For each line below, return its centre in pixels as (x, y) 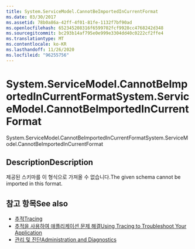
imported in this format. (34, 184)
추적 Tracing (28, 219)
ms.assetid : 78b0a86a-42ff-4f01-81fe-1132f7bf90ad (69, 22)
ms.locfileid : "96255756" (37, 55)
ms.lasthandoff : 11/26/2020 (40, 50)
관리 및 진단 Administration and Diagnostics (66, 240)
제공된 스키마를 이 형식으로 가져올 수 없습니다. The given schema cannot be (93, 177)
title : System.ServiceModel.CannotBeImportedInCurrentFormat (82, 11)
